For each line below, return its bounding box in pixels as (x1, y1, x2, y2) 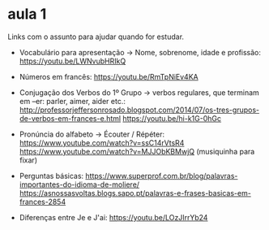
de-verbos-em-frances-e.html (19, 113, 122, 123)
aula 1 (7, 5, 47, 24)
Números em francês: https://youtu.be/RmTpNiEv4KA (19, 72, 199, 81)
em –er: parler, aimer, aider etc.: (19, 96, 126, 106)
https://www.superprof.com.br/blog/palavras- (85, 171, 238, 180)
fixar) (19, 155, 38, 165)
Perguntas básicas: (19, 171, 84, 180)
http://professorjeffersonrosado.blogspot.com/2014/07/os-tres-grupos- (19, 105, 260, 115)
